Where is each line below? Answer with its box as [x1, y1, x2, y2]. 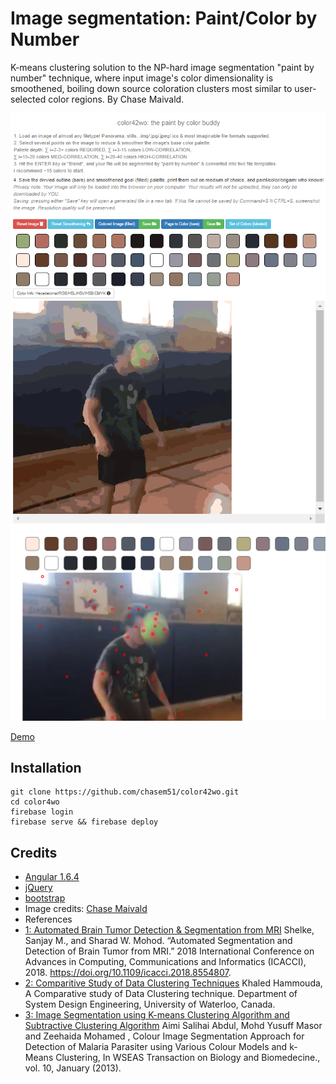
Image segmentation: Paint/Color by [10, 7, 318, 30]
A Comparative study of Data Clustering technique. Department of [24, 988, 298, 1000]
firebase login [10, 807, 74, 817]
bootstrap [24, 892, 66, 904]
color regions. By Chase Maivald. [48, 93, 185, 105]
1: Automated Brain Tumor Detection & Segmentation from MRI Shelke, [24, 924, 315, 936]
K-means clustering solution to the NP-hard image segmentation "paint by [10, 61, 315, 73]
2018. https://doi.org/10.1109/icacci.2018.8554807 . [24, 967, 232, 979]
